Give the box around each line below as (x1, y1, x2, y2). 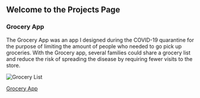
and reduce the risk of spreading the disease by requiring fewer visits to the (6, 55, 193, 62)
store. (6, 62, 21, 69)
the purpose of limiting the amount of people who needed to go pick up (6, 42, 182, 50)
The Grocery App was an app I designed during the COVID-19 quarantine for (6, 36, 194, 44)
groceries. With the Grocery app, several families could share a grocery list (6, 49, 191, 56)
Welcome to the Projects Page (6, 5, 121, 15)
